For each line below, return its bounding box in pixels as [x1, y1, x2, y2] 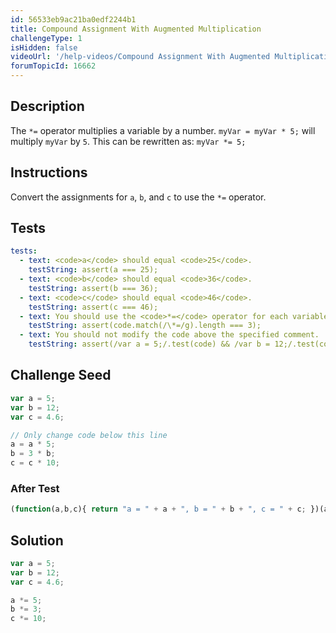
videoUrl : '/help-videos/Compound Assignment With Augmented [10, 52, 271, 62]
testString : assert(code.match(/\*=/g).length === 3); [28, 321, 262, 331]
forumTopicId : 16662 [10, 61, 97, 71]
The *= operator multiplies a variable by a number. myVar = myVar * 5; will [10, 124, 316, 136]
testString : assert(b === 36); [28, 283, 159, 293]
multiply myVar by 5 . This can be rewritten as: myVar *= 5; [10, 135, 247, 147]
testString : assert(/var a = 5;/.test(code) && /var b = [28, 339, 271, 350]
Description [10, 98, 85, 115]
